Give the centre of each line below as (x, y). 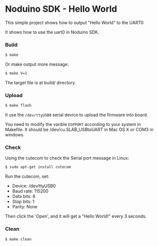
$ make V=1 (16, 74)
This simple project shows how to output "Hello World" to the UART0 (74, 23)
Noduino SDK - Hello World (61, 9)
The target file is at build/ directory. (41, 82)
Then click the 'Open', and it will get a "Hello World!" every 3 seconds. (76, 216)
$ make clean (18, 239)
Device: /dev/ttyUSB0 (34, 186)
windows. (15, 135)
